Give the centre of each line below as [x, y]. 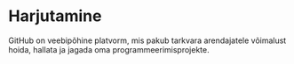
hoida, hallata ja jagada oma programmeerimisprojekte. [109, 49]
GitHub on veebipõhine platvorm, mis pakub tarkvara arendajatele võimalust [147, 40]
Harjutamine [55, 16]
